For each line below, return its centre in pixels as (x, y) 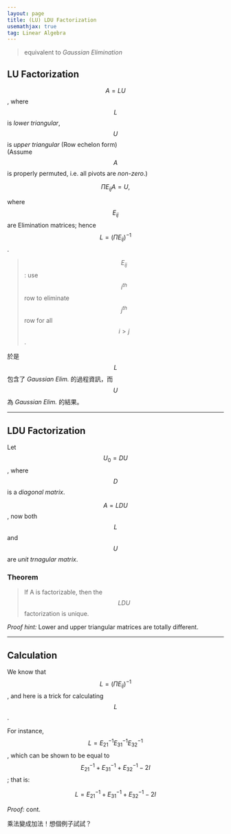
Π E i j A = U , (115, 188)
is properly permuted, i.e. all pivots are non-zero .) (77, 174)
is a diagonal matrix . (36, 492)
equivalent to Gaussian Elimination (73, 52)
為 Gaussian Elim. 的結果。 (45, 402)
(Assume (20, 152)
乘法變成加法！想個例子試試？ (49, 823)
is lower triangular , (34, 123)
